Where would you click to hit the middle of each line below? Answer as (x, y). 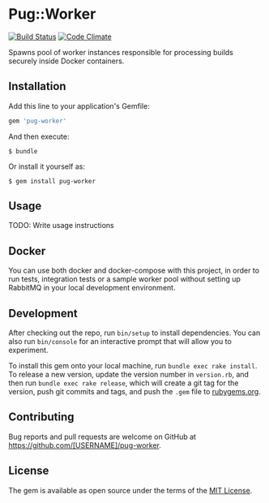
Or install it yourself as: (47, 166)
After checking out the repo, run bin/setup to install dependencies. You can (134, 333)
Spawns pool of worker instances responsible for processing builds (121, 52)
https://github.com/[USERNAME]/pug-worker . (85, 445)
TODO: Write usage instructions (62, 226)
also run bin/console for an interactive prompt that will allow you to (120, 342)
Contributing (41, 417)
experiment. (28, 350)
